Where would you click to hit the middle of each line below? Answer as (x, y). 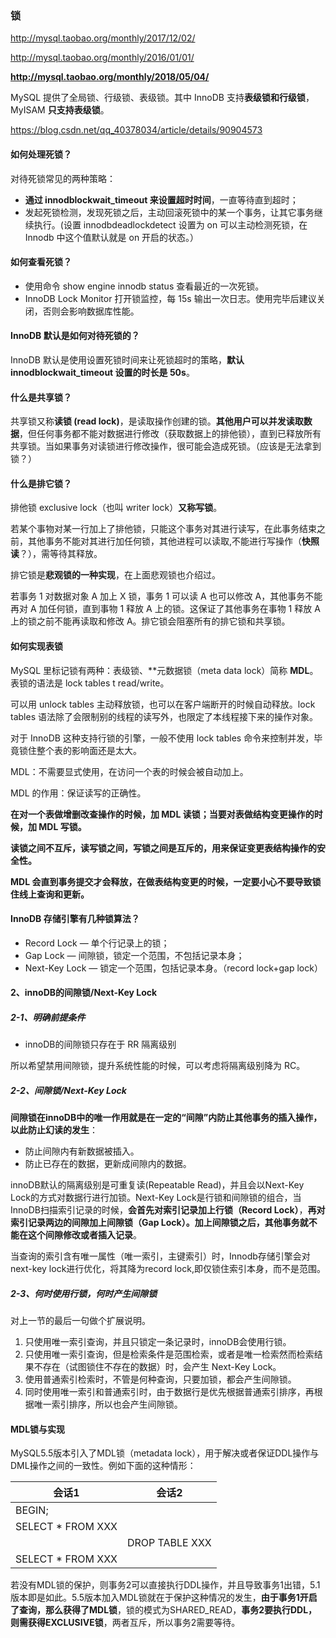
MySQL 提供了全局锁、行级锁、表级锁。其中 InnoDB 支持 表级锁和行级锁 (158, 98)
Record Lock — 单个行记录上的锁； (97, 943)
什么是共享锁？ (41, 397)
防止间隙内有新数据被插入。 (82, 1151)
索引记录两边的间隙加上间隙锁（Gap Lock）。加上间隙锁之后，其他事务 (155, 1223)
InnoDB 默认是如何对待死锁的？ (75, 336)
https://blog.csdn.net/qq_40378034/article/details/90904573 (136, 130)
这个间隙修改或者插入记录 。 (84, 1235)
